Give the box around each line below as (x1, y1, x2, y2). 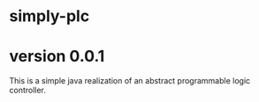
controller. (9, 85, 47, 96)
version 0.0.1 (9, 47, 105, 67)
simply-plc (9, 6, 90, 26)
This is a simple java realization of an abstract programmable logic (9, 76, 251, 86)
